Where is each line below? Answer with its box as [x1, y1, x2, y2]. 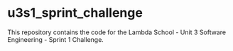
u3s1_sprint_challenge [7, 5, 143, 21]
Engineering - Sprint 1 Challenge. [7, 35, 104, 43]
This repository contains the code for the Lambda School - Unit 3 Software [7, 28, 226, 36]
